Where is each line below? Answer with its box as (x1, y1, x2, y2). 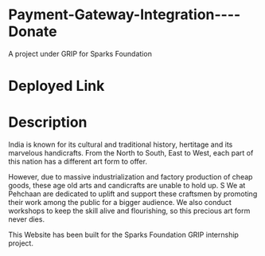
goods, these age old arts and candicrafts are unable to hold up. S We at (8, 181, 246, 191)
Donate (8, 22, 57, 41)
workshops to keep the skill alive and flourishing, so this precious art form (8, 206, 251, 216)
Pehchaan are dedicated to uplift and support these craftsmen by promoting (8, 189, 258, 199)
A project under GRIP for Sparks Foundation (8, 49, 153, 58)
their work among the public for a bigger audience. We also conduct (8, 198, 232, 207)
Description (8, 113, 88, 132)
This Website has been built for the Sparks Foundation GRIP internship (8, 230, 239, 240)
